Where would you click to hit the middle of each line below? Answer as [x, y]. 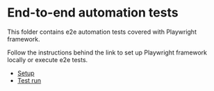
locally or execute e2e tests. [48, 59]
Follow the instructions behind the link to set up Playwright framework [107, 52]
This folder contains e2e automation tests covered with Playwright [102, 32]
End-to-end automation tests [93, 13]
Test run [29, 80]
